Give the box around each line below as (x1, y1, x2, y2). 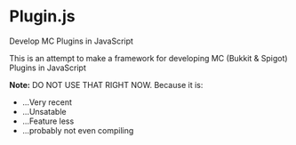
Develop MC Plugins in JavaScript (9, 36, 133, 46)
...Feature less (21, 116, 75, 126)
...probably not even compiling (21, 125, 134, 135)
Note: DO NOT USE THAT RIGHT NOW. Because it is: (9, 79, 204, 90)
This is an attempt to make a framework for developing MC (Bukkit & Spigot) (9, 52, 288, 63)
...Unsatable (21, 106, 67, 117)
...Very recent (21, 96, 73, 108)
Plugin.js (9, 6, 76, 27)
